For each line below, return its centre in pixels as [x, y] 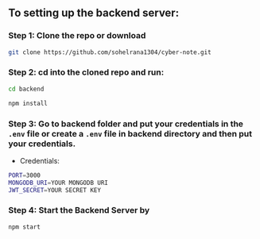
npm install [28, 103]
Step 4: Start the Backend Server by [79, 210]
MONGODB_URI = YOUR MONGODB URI [58, 183]
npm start [25, 227]
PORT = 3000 [25, 175]
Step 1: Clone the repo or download [77, 36]
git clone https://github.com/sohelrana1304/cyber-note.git [110, 52]
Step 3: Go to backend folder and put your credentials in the [126, 124]
